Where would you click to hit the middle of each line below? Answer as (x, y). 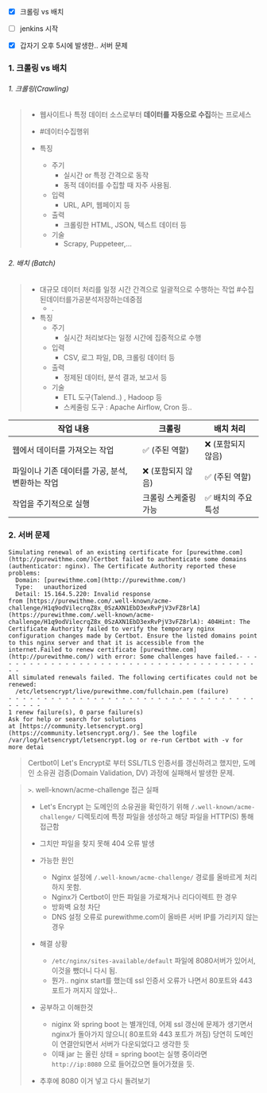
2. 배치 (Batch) (32, 263)
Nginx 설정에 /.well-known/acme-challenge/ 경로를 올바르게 (147, 877)
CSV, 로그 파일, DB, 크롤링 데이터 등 (119, 357)
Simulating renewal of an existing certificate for (95, 552)
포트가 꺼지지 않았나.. (84, 990)
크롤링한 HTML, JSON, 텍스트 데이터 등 (125, 225)
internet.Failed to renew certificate (72, 649)
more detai (26, 747)
